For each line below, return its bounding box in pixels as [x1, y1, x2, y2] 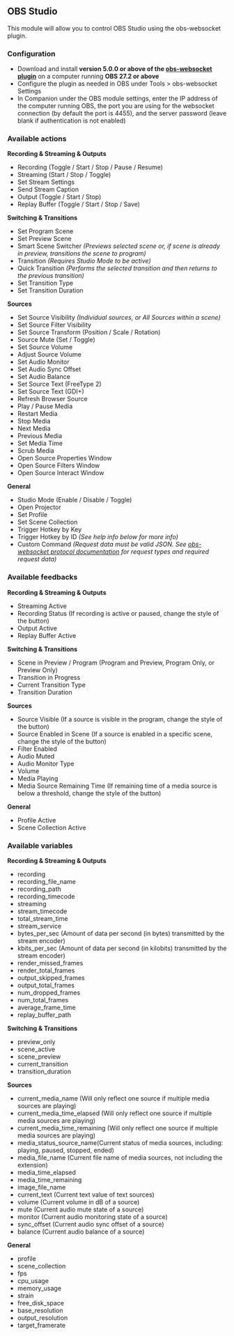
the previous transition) [17, 272, 85, 280]
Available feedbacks [7, 573, 78, 582]
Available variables [7, 841, 73, 850]
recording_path [17, 885, 61, 893]
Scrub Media [17, 446, 54, 455]
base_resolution [17, 1306, 64, 1314]
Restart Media [17, 410, 58, 418]
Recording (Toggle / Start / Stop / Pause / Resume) [17, 163, 164, 171]
